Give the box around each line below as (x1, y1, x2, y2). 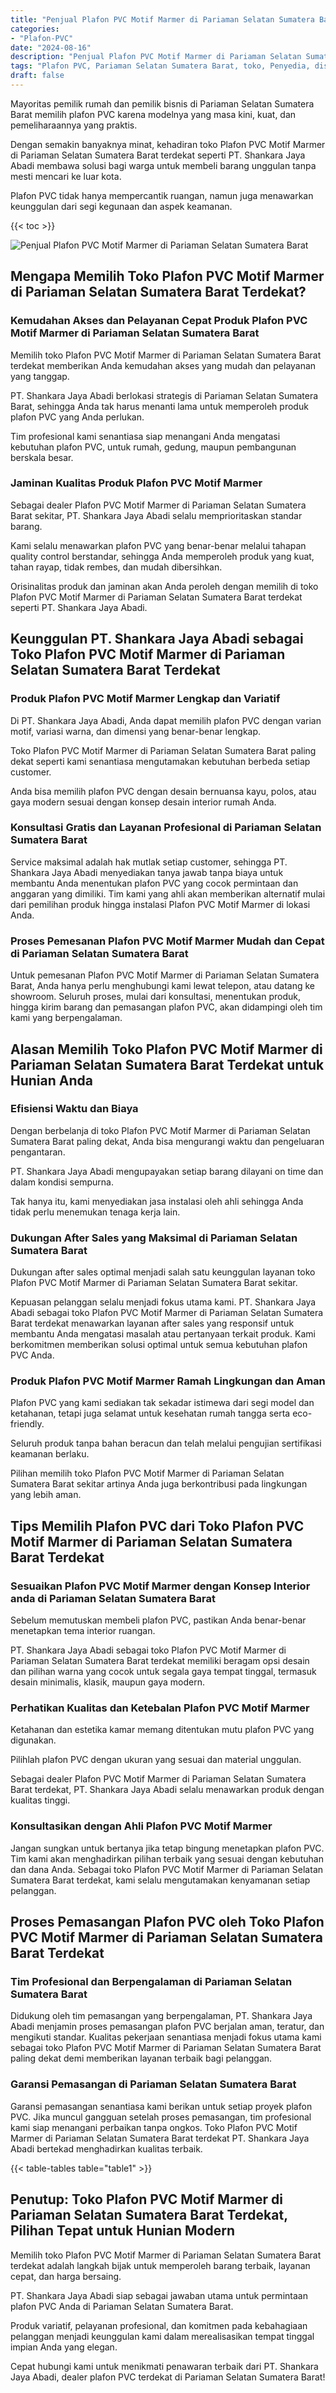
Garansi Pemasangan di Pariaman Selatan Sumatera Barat (10, 2077, 297, 2091)
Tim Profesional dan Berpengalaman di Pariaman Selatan (10, 1975, 293, 1989)
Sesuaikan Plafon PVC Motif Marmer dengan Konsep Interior (10, 1579, 311, 1593)
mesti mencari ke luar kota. (10, 170, 122, 182)
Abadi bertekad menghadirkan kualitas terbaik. (10, 2142, 203, 2155)
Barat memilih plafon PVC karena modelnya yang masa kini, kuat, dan (10, 108, 297, 120)
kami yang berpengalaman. (10, 1012, 123, 1024)
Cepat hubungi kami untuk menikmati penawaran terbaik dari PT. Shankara (10, 2360, 319, 2372)
